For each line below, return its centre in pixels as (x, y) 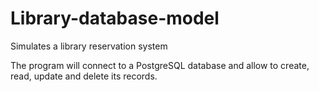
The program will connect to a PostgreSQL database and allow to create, (160, 65)
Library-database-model (115, 18)
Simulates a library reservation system (89, 46)
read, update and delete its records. (84, 76)
